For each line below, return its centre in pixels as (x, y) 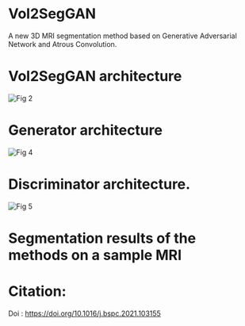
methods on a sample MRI (95, 255)
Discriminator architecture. (100, 184)
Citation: (37, 291)
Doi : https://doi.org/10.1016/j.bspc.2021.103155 (84, 313)
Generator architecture (85, 130)
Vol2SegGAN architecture (95, 77)
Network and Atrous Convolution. (63, 44)
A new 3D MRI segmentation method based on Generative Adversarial (123, 36)
